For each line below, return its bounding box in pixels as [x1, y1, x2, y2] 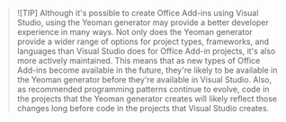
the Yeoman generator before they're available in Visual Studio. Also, [16, 74, 272, 84]
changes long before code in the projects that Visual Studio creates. [16, 103, 270, 113]
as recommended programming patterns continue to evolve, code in [16, 84, 270, 94]
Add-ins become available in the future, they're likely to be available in [16, 65, 278, 75]
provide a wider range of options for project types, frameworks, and [16, 36, 270, 47]
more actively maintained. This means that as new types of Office [16, 56, 261, 65]
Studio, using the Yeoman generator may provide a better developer [16, 17, 269, 28]
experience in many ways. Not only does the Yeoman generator [16, 27, 253, 37]
